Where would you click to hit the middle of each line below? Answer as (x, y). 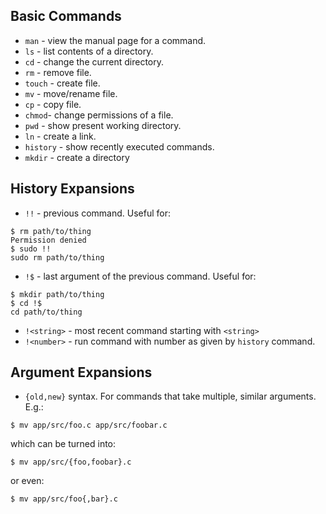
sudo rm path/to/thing (57, 257)
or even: (27, 481)
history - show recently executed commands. (119, 146)
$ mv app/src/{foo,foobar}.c (71, 462)
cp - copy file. (53, 104)
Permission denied (48, 240)
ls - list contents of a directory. (89, 51)
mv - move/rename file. (71, 93)
